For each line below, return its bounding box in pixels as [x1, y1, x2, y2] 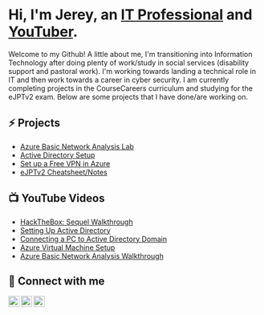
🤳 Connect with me [8, 274, 105, 288]
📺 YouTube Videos [8, 191, 105, 206]
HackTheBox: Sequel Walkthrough [19, 217, 134, 227]
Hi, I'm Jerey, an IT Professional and [8, 6, 253, 24]
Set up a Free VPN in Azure [19, 158, 111, 168]
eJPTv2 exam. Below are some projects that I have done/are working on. [8, 92, 249, 101]
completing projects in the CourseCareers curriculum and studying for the [8, 83, 253, 93]
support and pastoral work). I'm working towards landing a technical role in [8, 66, 257, 76]
